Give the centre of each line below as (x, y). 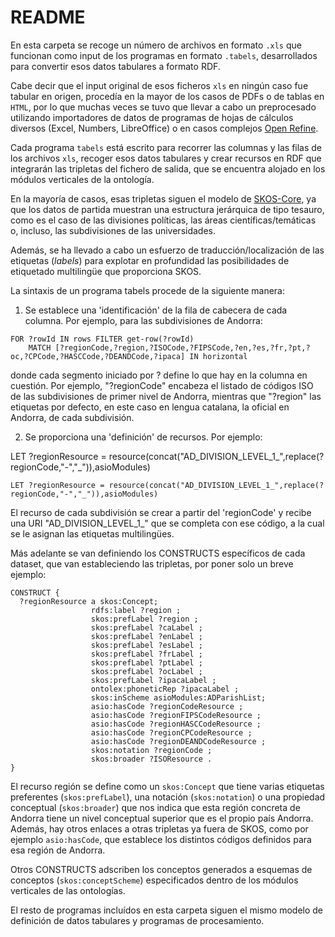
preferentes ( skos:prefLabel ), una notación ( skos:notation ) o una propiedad (168, 797)
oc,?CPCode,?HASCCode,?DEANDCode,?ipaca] (98, 356)
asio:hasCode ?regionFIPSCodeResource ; (176, 715)
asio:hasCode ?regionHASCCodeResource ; (176, 724)
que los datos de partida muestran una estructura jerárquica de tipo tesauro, (167, 209)
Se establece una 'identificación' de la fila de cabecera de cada (156, 310)
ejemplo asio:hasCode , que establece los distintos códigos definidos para (161, 839)
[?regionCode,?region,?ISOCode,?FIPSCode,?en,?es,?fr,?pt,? (182, 347)
